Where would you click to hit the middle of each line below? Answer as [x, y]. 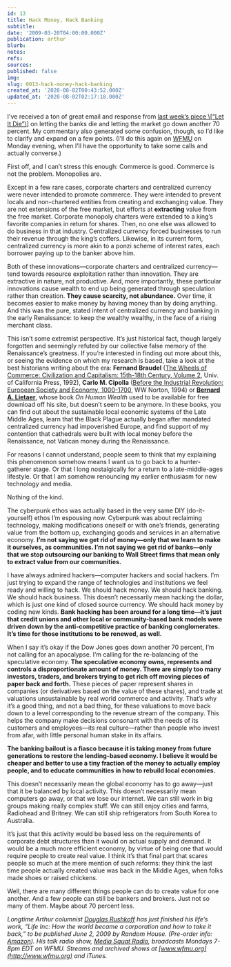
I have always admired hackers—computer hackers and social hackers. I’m [113, 575]
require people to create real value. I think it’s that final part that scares [108, 856]
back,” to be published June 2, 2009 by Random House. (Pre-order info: [110, 934]
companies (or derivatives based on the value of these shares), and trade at [115, 691]
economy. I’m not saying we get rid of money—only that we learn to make [114, 540]
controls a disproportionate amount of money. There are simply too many [114, 669]
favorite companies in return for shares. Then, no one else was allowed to [112, 224]
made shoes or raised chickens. [52, 878]
